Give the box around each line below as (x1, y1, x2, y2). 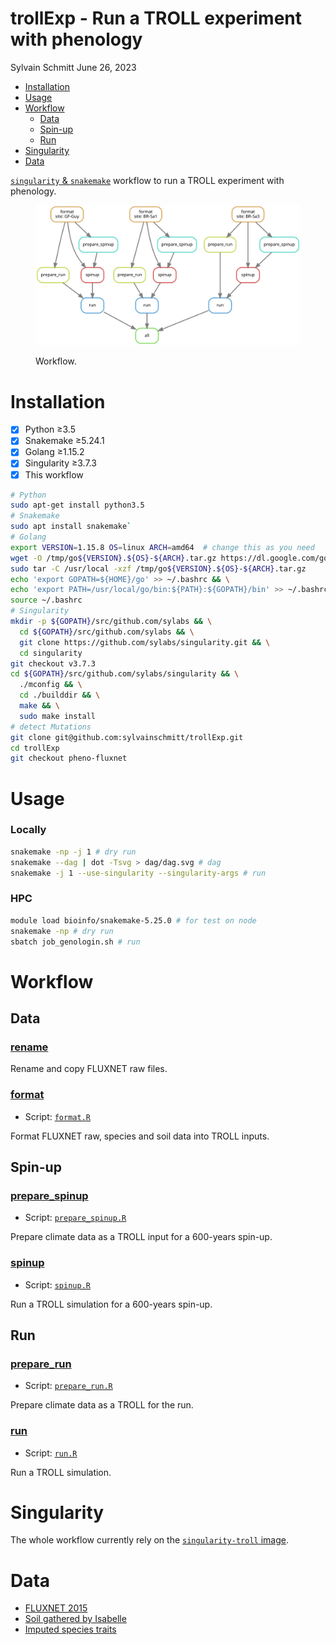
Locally (10, 823, 47, 837)
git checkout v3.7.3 (10, 658, 97, 669)
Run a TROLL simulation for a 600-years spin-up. (10, 1298, 213, 1310)
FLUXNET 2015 (24, 1602, 88, 1614)
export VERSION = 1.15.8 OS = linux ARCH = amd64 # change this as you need (10, 542, 315, 552)
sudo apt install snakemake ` (10, 522, 132, 532)
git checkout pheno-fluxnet (10, 753, 128, 764)
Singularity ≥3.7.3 (24, 457, 97, 469)
